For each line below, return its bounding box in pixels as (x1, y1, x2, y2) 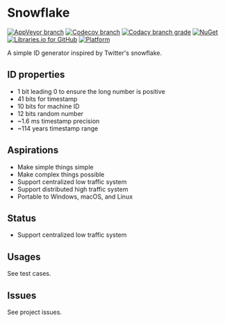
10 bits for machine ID (17, 102, 80, 110)
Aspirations (7, 144, 59, 156)
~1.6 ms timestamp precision (17, 117, 100, 125)
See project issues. (7, 308, 62, 316)
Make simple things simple (17, 163, 94, 171)
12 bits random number (17, 109, 84, 117)
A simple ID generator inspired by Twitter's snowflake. (7, 49, 162, 57)
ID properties (7, 69, 65, 81)
